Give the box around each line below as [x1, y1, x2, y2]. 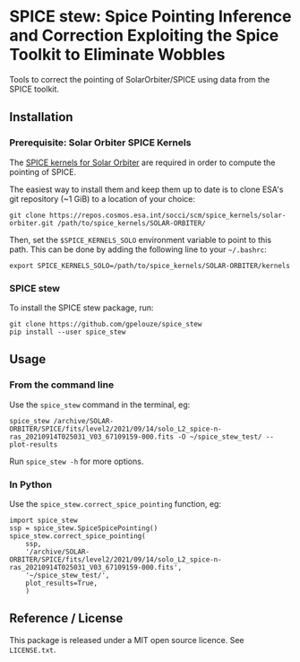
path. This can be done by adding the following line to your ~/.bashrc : [9, 244, 267, 255]
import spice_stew [9, 516, 78, 525]
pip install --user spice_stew [9, 327, 126, 336]
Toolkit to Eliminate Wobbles [9, 45, 226, 65]
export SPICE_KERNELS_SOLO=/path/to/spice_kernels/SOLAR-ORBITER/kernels [9, 261, 291, 270]
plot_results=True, [25, 579, 99, 588]
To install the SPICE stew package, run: [9, 302, 154, 313]
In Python [9, 478, 52, 491]
